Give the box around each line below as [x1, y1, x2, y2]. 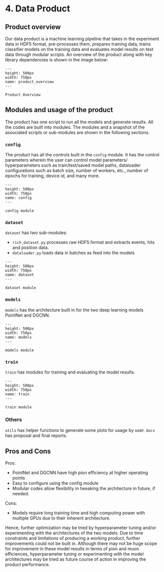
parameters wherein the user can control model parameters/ [5, 157, 128, 163]
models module [5, 347, 34, 353]
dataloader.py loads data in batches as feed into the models [12, 250, 135, 256]
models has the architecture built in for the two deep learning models [5, 307, 144, 313]
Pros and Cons [5, 447, 51, 455]
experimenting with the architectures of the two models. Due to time [5, 530, 144, 536]
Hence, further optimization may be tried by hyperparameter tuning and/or [5, 525, 157, 531]
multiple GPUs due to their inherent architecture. [12, 515, 111, 521]
